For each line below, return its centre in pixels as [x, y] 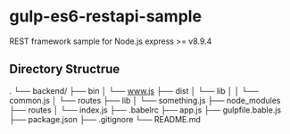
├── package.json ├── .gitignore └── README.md [105, 119]
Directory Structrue [65, 69]
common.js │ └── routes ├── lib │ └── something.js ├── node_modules [145, 100]
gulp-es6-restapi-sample [106, 17]
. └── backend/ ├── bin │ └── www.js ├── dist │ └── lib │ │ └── [134, 90]
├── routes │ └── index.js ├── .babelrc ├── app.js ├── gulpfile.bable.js [145, 110]
